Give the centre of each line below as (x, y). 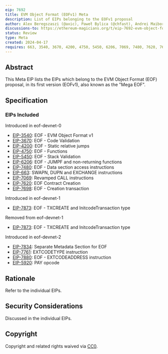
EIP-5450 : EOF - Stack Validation (46, 157)
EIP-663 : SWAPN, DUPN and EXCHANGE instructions (67, 173)
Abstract (19, 67)
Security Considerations (44, 306)
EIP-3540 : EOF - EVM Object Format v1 (53, 135)
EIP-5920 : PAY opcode (36, 263)
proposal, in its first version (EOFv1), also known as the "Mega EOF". (75, 85)
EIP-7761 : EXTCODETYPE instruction (50, 252)
